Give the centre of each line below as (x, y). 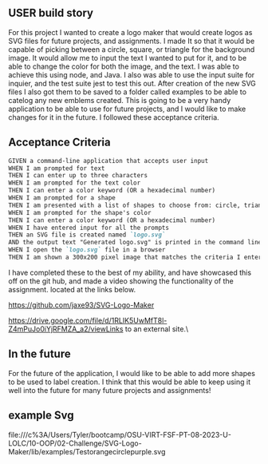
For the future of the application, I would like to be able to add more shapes (132, 373)
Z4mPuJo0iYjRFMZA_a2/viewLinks (66, 329)
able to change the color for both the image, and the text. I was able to (124, 66)
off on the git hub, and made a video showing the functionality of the (121, 281)
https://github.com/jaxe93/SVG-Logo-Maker (81, 305)
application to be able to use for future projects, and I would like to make (127, 109)
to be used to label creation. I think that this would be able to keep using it (130, 382)
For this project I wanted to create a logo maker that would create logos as (130, 32)
